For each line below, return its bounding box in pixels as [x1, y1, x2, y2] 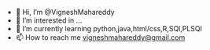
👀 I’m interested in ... [15, 16, 83, 25]
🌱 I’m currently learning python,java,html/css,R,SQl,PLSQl [15, 24, 202, 33]
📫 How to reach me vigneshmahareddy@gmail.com [15, 33, 186, 42]
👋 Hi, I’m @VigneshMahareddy [15, 8, 116, 16]
